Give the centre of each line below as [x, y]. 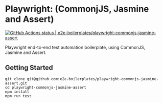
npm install [17, 92]
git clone [15, 79]
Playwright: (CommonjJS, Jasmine [77, 9]
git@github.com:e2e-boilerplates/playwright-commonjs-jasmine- [93, 79]
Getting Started [29, 68]
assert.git [16, 83]
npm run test [18, 96]
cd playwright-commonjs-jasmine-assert [46, 87]
